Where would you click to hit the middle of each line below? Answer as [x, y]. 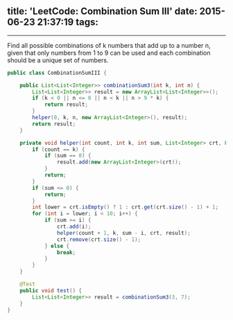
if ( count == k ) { [59, 149]
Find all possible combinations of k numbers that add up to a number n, [109, 45]
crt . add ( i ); [74, 227]
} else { [57, 246]
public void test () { [51, 290]
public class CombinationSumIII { [57, 73]
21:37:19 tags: [68, 23]
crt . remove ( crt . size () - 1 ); [98, 239]
